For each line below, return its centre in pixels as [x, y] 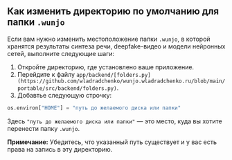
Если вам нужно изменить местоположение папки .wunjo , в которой [109, 39]
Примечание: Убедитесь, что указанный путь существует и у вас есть [112, 142]
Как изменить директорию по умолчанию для [113, 11]
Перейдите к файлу [46, 74]
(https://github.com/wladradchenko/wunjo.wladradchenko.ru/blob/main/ [121, 81]
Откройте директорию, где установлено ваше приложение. [106, 67]
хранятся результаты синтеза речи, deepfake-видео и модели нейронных [116, 46]
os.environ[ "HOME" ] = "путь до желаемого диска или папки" [94, 108]
